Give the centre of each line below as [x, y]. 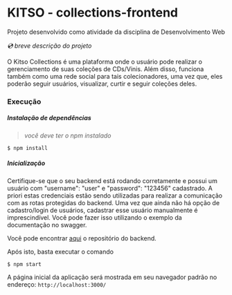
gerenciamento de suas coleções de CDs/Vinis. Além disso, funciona [106, 69]
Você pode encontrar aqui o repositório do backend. [82, 238]
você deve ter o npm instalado [68, 135]
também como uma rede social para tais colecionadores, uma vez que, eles [115, 76]
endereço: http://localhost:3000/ [57, 284]
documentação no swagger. [47, 225]
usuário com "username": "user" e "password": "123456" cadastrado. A [110, 188]
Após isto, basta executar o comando [61, 251]
